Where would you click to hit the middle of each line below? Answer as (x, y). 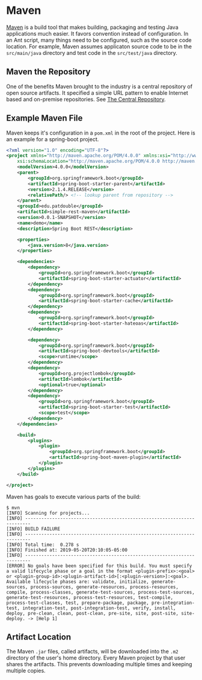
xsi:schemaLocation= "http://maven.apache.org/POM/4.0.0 (89, 161)
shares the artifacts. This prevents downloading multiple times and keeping (99, 664)
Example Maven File (44, 118)
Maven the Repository (48, 72)
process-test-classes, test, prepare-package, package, (78, 603)
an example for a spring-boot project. (53, 139)
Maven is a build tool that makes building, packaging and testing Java (92, 27)
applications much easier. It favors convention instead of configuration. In (97, 33)
